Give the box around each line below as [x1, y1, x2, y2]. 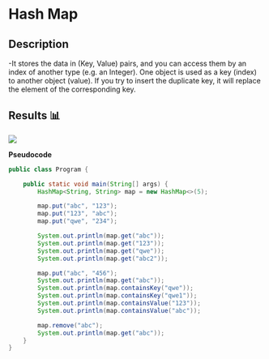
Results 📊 [8, 109, 61, 122]
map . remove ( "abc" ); [37, 321, 104, 329]
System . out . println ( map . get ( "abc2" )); [37, 254, 169, 263]
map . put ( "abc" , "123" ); [37, 202, 117, 211]
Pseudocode [8, 149, 53, 159]
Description [8, 37, 69, 51]
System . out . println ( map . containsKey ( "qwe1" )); [37, 292, 198, 300]
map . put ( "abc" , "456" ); [37, 269, 117, 277]
